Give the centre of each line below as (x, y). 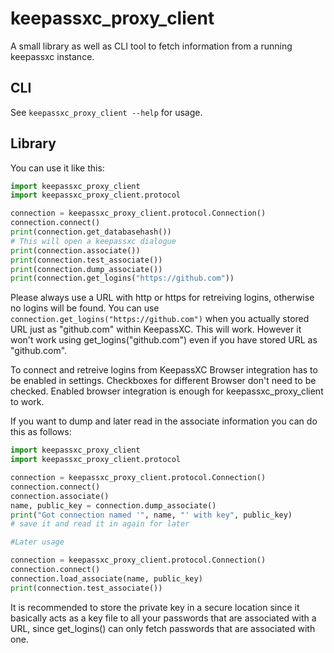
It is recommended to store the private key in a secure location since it (155, 607)
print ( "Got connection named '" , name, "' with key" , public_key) (151, 515)
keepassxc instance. (52, 56)
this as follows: (41, 432)
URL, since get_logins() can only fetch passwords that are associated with (163, 628)
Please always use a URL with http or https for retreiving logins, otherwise (162, 298)
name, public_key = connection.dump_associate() (113, 505)
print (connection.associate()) (75, 250)
